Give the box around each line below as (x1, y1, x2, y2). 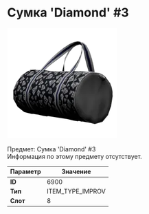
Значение (61, 167, 91, 176)
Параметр (10, 167, 41, 176)
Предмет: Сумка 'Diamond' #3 (7, 145, 96, 153)
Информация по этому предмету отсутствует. (7, 152, 142, 160)
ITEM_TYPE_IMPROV (47, 187, 106, 195)
